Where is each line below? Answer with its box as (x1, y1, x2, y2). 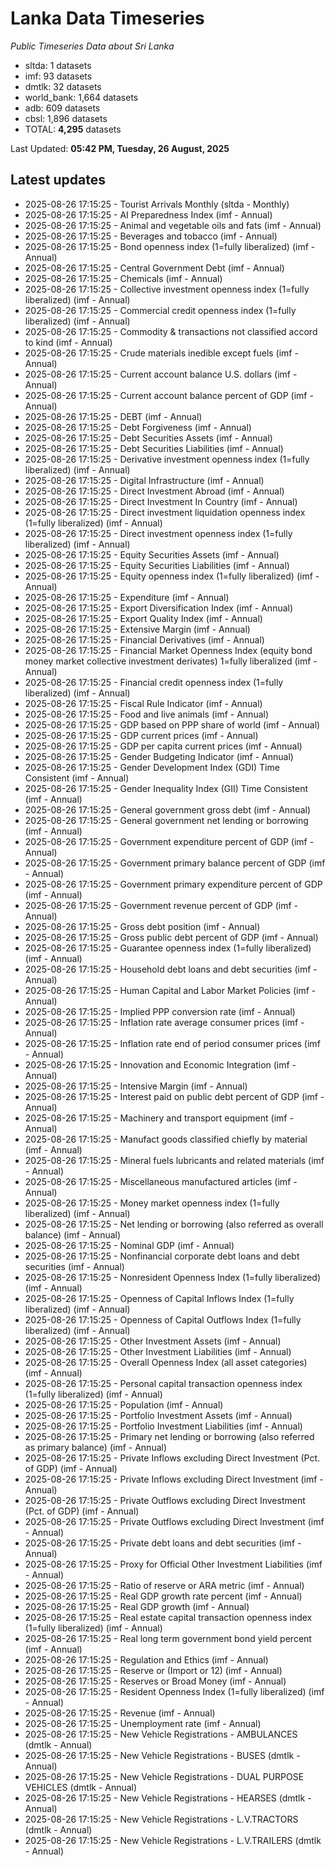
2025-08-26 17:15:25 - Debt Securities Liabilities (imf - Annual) (24, 442, 284, 454)
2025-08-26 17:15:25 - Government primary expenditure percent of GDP (24, 878, 323, 890)
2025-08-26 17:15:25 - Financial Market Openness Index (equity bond (24, 644, 313, 656)
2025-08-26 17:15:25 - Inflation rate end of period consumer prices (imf (24, 1037, 321, 1049)
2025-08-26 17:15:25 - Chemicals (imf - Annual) (24, 272, 223, 284)
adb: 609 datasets (24, 102, 101, 114)
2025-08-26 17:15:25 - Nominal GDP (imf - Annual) (24, 1239, 235, 1251)
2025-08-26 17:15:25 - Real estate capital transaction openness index (24, 1611, 313, 1623)
